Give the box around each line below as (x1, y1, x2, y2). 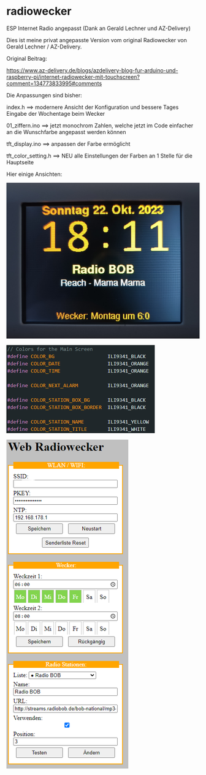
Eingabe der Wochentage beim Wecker (6, 110, 105, 117)
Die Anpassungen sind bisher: (6, 91, 83, 99)
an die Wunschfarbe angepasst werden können (6, 128, 126, 135)
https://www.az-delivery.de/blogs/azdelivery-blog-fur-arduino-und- (6, 66, 178, 74)
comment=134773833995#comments (6, 80, 102, 87)
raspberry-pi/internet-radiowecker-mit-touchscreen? (6, 73, 140, 80)
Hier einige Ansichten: (6, 170, 63, 178)
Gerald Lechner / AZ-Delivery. (6, 43, 82, 50)
